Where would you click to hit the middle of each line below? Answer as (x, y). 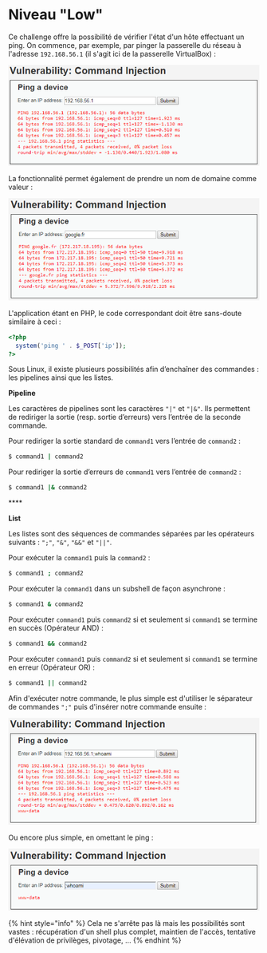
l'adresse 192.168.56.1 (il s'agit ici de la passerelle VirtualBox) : (112, 53)
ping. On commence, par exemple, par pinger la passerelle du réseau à (125, 45)
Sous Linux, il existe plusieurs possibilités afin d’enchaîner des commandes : (133, 370)
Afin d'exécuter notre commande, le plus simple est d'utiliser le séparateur (131, 698)
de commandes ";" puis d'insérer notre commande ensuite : (108, 706)
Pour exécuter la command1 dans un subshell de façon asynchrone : (117, 589)
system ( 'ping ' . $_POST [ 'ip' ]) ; (71, 346)
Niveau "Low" (56, 15)
